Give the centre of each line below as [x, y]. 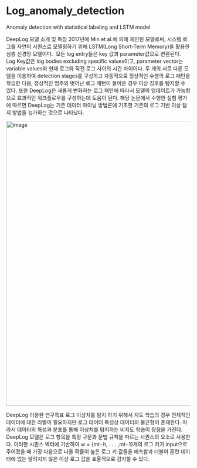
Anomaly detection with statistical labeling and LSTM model [78, 27]
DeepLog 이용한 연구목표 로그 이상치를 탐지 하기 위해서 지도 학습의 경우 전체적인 [98, 415]
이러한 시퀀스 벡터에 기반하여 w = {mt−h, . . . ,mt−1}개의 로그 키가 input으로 [101, 444]
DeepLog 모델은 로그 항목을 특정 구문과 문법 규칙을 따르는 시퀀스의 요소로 [90, 437]
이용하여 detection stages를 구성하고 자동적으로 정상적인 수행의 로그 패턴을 [103, 76]
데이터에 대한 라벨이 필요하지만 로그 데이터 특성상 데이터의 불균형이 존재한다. [94, 422]
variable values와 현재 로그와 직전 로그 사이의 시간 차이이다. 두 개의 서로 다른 [94, 68]
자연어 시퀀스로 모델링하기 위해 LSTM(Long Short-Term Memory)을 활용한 [103, 46]
